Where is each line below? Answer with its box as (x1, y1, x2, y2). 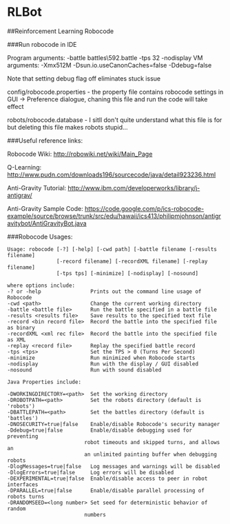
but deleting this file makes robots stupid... (7, 123, 129, 131)
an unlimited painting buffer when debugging (83, 451, 217, 458)
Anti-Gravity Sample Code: (7, 204, 84, 212)
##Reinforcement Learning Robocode (7, 27, 114, 35)
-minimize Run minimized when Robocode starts (7, 354, 196, 361)
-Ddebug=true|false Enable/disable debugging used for (7, 427, 193, 434)
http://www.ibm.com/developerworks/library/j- (67, 183, 200, 192)
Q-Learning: (7, 163, 42, 171)
